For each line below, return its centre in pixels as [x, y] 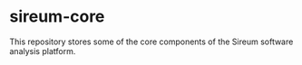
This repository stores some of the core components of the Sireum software [151, 42]
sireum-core [57, 17]
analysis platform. [43, 51]
